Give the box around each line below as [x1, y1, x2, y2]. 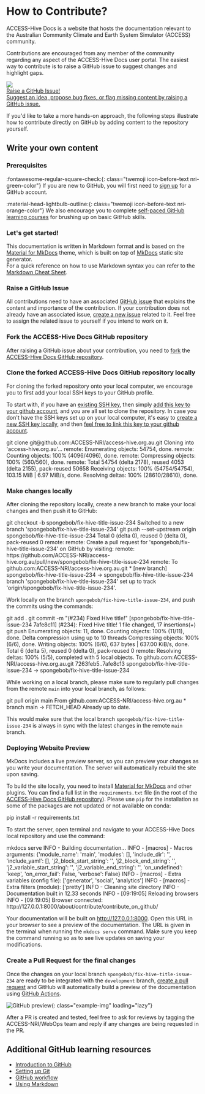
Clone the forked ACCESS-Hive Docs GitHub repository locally [6, 368, 196, 377]
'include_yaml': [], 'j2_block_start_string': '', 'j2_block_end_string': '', [6, 857, 176, 865]
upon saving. [6, 771, 39, 778]
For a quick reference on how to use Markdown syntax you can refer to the [6, 262, 195, 269]
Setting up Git [15, 1067, 50, 1074]
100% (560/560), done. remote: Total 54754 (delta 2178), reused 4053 [6, 458, 185, 466]
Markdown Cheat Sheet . [6, 268, 68, 275]
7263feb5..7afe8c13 [75, 660, 125, 668]
